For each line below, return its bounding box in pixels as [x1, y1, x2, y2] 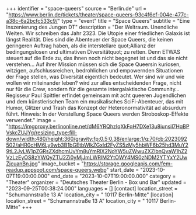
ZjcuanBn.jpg [6, 160, 38, 167]
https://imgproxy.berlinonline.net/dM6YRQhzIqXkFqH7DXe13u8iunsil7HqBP [8, 123, 190, 130]
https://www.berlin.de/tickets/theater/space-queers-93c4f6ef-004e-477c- [8, 11, 190, 18]
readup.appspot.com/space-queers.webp [6, 167, 107, 173]
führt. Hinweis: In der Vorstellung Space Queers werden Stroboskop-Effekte [6, 110, 188, 117]
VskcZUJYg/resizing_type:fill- [6, 129, 78, 136]
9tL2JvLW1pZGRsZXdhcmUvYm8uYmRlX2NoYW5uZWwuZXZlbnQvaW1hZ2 [6, 148, 188, 154]
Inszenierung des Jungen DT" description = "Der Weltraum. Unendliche [6, 23, 178, 30]
